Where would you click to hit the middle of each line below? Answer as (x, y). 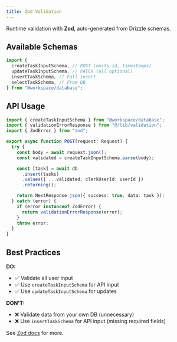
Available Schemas (42, 47)
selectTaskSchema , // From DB (48, 82)
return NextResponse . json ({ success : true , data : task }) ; (91, 196)
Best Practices (33, 252)
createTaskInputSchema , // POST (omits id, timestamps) (81, 66)
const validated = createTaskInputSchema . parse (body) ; (86, 158)
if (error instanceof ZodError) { (59, 206)
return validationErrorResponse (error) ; (72, 212)
